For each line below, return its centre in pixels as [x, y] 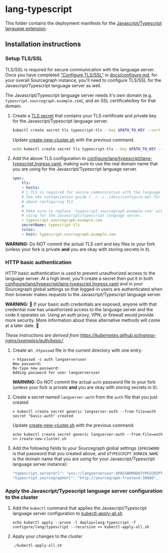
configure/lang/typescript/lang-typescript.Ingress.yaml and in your [74, 284]
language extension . [26, 28]
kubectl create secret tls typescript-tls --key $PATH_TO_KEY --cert [86, 130]
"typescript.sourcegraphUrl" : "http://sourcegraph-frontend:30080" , [85, 478]
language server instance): [40, 464]
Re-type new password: [36, 368]
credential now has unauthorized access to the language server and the [79, 310]
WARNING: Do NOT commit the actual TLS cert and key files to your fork [80, 244]
